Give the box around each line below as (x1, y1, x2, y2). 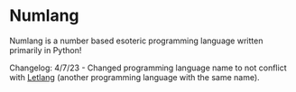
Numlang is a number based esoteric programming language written (9, 35, 264, 46)
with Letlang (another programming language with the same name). (9, 71, 260, 82)
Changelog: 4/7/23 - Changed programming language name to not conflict (9, 62, 287, 73)
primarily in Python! (9, 44, 82, 55)
